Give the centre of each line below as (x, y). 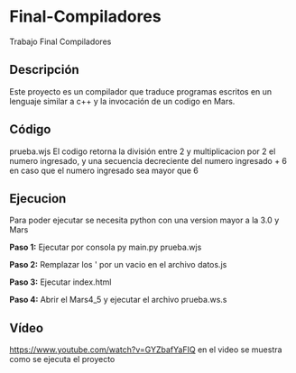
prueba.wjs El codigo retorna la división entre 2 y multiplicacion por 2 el (143, 151)
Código (30, 129)
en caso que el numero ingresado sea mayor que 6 (104, 170)
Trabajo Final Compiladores (60, 41)
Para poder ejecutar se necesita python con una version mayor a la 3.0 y (144, 220)
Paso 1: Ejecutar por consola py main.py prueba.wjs (106, 247)
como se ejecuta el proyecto (62, 359)
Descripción (44, 70)
